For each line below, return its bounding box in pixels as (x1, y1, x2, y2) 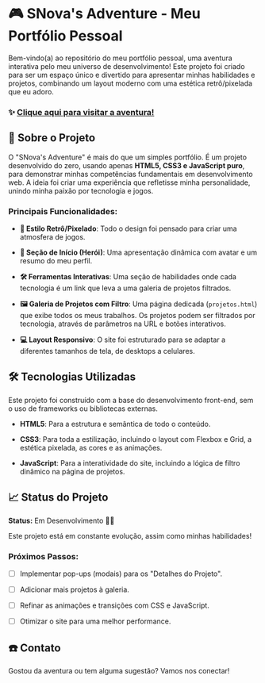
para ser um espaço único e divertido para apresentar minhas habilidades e (8, 70, 255, 79)
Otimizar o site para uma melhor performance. (19, 616, 171, 626)
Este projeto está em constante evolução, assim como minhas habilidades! (8, 531, 252, 540)
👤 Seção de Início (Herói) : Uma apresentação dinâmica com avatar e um (19, 247, 258, 257)
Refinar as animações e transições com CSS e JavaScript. (19, 601, 210, 610)
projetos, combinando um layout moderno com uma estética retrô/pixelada (8, 79, 252, 88)
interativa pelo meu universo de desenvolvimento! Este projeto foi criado (8, 61, 245, 71)
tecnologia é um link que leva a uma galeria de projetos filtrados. (19, 283, 232, 293)
